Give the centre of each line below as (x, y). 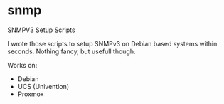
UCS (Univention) (43, 86)
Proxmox (31, 94)
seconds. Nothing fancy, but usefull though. (71, 51)
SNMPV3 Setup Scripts (42, 30)
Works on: (22, 65)
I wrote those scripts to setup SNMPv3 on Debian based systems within (112, 43)
